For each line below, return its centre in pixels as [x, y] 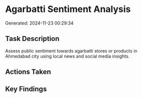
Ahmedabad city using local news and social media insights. [67, 56]
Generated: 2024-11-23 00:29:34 [39, 23]
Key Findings [26, 89]
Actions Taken [28, 72]
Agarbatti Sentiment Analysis [68, 9]
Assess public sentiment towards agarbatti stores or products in [71, 50]
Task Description [32, 39]
